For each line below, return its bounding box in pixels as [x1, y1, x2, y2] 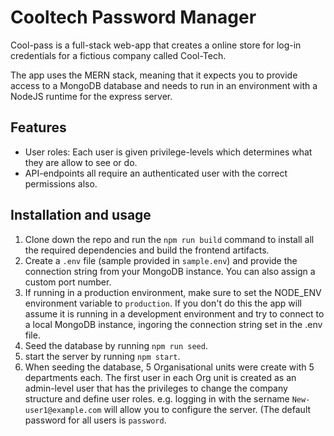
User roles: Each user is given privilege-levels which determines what [24, 146, 313, 158]
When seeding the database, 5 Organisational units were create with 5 [24, 361, 315, 373]
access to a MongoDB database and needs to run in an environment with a [10, 79, 318, 91]
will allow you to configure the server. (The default [103, 403, 312, 415]
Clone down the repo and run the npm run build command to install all [24, 233, 315, 245]
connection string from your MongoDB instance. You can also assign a [24, 265, 316, 277]
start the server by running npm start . [24, 350, 181, 362]
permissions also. [24, 177, 98, 190]
